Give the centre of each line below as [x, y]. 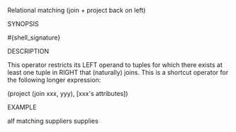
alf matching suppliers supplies [53, 121]
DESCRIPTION [28, 51]
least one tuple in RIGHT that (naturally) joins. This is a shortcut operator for [118, 72]
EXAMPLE [22, 107]
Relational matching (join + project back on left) [77, 10]
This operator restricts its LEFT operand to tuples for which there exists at [115, 65]
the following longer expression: [54, 80]
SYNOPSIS [23, 24]
